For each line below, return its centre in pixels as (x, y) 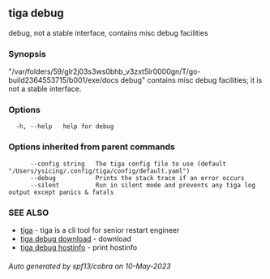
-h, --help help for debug (65, 127)
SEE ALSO (29, 212)
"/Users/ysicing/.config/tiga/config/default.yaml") (99, 171)
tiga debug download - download (76, 239)
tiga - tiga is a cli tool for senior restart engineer (100, 230)
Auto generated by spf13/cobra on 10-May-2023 (90, 266)
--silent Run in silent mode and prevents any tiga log (142, 185)
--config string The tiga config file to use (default (128, 164)
